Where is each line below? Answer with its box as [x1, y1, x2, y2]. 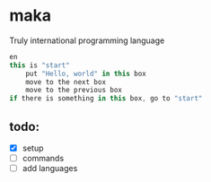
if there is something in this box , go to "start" [9, 94, 203, 103]
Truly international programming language [9, 35, 165, 46]
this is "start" [9, 60, 70, 70]
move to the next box [25, 77, 106, 86]
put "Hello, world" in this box [25, 69, 146, 78]
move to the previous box [25, 86, 123, 95]
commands [22, 153, 65, 164]
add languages [22, 163, 78, 174]
